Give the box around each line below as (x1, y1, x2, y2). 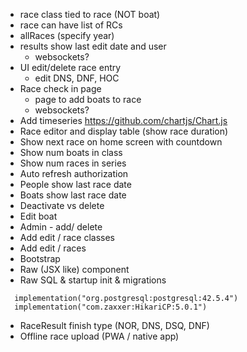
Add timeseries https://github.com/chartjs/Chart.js (19, 115, 228, 126)
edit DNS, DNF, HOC (34, 72, 120, 84)
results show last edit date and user (19, 40, 167, 52)
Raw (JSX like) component (19, 264, 130, 275)
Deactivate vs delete (19, 200, 105, 211)
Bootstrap (19, 253, 61, 264)
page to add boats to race (34, 94, 142, 105)
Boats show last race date (19, 189, 127, 201)
